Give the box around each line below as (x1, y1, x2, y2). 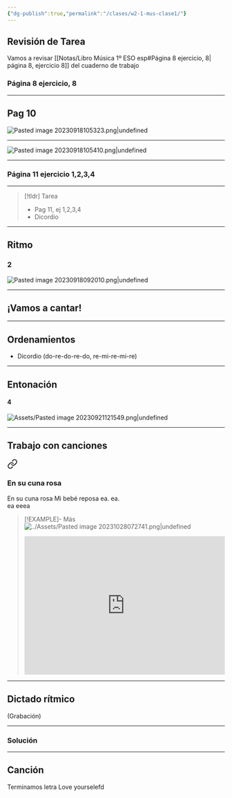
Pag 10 (7, 108, 37, 120)
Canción (7, 764, 44, 776)
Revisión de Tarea (7, 36, 86, 48)
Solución (7, 735, 38, 745)
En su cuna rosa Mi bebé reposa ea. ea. (7, 494, 120, 502)
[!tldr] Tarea (23, 192, 58, 200)
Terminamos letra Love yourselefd (7, 783, 105, 791)
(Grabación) (7, 711, 41, 720)
